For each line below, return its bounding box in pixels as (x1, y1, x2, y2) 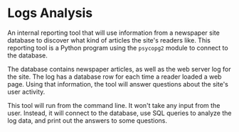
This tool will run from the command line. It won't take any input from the (7, 101, 221, 109)
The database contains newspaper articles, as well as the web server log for (7, 65, 231, 73)
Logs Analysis (7, 5, 93, 21)
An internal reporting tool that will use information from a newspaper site (7, 28, 221, 37)
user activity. (7, 87, 46, 96)
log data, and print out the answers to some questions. (7, 116, 168, 125)
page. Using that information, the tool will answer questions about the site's (7, 79, 229, 88)
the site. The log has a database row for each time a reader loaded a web (7, 72, 222, 81)
